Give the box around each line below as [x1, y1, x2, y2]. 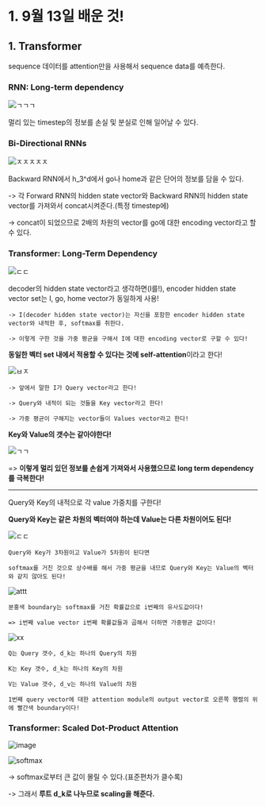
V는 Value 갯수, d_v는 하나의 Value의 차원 [8, 680, 137, 688]
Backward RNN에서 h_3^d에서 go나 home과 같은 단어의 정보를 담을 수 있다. [8, 174, 244, 183]
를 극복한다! [8, 473, 45, 483]
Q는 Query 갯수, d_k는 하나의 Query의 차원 [8, 649, 137, 658]
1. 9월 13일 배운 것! [8, 7, 124, 25]
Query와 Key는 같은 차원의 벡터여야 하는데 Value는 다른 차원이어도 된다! [8, 514, 232, 524]
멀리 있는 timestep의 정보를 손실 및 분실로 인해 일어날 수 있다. [8, 118, 199, 127]
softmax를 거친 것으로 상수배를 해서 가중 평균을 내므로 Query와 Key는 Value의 [8, 564, 240, 572]
